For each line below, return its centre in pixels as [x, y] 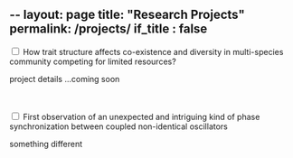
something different [46, 144]
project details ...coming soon [65, 79]
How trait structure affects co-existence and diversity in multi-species [153, 51]
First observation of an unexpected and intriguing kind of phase [141, 116]
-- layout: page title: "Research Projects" [128, 15]
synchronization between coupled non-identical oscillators [119, 126]
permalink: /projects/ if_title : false [109, 29]
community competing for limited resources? [93, 61]
